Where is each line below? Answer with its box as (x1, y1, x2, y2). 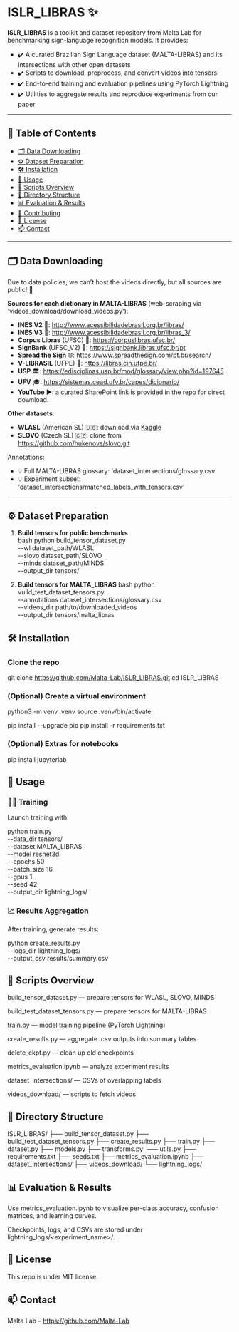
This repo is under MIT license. (7, 1272, 98, 1281)
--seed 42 (7, 880, 38, 889)
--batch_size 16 (7, 865, 53, 874)
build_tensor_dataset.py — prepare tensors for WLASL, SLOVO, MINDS (7, 993, 215, 1002)
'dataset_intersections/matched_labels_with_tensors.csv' (17, 482, 185, 491)
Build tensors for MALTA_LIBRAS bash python (17, 580, 155, 589)
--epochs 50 (7, 857, 45, 866)
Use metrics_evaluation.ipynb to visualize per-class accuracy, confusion (7, 1204, 219, 1212)
